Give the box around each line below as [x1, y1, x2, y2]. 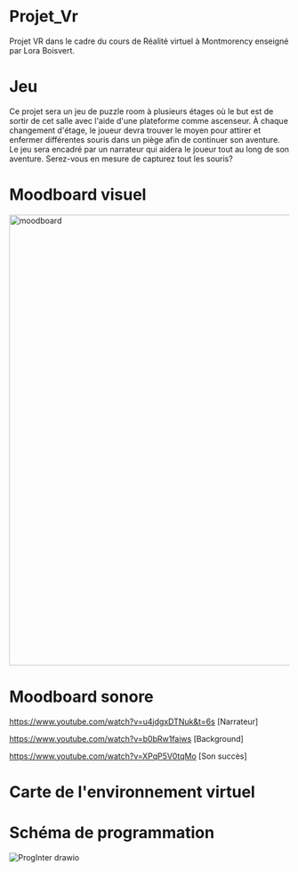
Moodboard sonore [9, 687, 154, 706]
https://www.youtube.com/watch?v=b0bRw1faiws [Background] [9, 733, 245, 744]
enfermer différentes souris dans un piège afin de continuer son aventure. [9, 134, 280, 144]
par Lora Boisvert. [9, 45, 76, 55]
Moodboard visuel [9, 185, 147, 205]
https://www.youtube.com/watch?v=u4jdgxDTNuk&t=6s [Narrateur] [9, 716, 259, 727]
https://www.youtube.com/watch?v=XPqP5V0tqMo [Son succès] [9, 751, 247, 761]
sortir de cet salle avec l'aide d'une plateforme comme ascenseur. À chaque [9, 115, 289, 126]
